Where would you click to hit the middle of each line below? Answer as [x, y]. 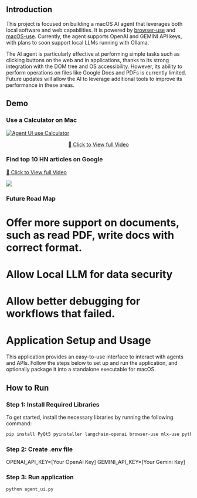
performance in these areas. [40, 85]
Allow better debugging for [73, 301]
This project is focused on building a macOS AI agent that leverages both [94, 23]
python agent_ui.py [30, 489]
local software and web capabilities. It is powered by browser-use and [91, 30]
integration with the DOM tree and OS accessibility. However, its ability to [94, 66]
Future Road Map [31, 198]
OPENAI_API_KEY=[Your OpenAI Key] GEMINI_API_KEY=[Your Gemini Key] [96, 462]
